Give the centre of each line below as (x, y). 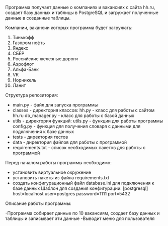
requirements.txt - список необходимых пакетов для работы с (79, 147)
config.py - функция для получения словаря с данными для (76, 126)
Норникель (24, 80)
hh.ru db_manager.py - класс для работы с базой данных (73, 116)
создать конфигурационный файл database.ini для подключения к (83, 183)
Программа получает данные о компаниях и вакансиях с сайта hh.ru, (80, 7)
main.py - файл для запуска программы (55, 105)
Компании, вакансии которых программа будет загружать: (69, 28)
